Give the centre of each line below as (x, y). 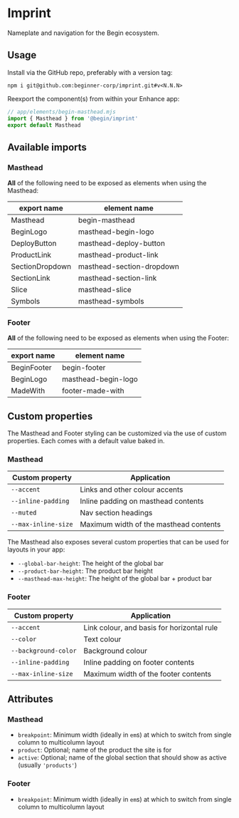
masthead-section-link (117, 278)
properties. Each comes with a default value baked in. (86, 441)
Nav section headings (116, 513)
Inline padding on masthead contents (142, 502)
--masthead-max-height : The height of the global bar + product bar (115, 579)
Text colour (102, 639)
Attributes (30, 699)
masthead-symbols (111, 301)
